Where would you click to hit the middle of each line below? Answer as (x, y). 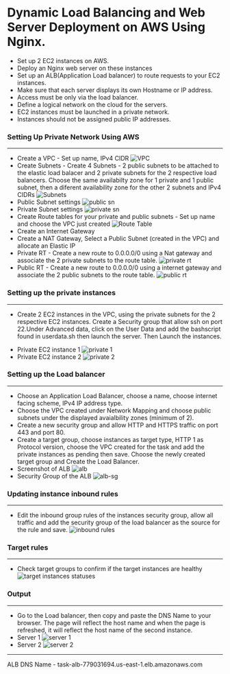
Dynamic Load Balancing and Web (106, 13)
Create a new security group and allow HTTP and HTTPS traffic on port (117, 425)
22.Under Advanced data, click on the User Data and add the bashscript (119, 329)
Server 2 (29, 644)
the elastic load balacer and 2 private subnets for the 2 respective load (117, 173)
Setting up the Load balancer (56, 374)
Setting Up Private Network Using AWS (73, 137)
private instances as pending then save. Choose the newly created (111, 454)
